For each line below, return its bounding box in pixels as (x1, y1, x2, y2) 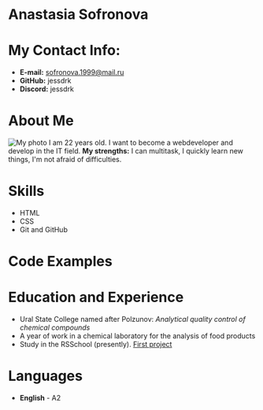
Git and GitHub (19, 225, 69, 234)
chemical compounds (19, 323, 91, 332)
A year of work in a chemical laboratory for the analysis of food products (19, 331, 256, 341)
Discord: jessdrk (19, 84, 75, 94)
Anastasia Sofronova (8, 6, 149, 24)
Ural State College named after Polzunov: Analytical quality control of (19, 315, 246, 324)
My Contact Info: (8, 42, 120, 60)
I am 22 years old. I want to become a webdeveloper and (48, 138, 234, 147)
